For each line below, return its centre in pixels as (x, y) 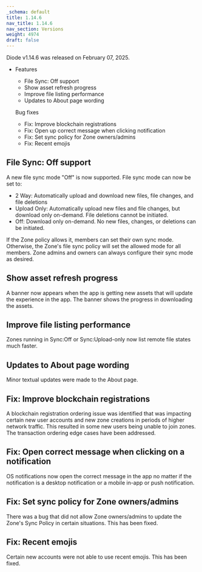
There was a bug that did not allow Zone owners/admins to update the (94, 516)
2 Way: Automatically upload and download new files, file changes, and (104, 195)
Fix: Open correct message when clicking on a (96, 452)
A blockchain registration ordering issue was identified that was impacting (99, 414)
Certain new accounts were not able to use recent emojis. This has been (97, 557)
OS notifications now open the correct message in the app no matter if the (99, 476)
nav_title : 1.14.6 (29, 23)
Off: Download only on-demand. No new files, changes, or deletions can (105, 221)
